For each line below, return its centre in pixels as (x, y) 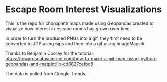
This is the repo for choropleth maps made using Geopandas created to (79, 23)
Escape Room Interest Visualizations (84, 9)
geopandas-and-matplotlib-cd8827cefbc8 (49, 64)
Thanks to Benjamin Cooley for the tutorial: (50, 53)
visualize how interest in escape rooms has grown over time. (68, 28)
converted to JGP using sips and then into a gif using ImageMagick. (76, 43)
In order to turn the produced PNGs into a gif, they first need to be (74, 38)
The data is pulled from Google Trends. (46, 73)
